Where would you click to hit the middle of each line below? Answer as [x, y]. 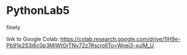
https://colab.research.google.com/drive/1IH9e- [120, 39]
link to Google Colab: [33, 39]
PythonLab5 [38, 11]
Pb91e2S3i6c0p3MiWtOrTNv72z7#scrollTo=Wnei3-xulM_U [80, 45]
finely [13, 27]
